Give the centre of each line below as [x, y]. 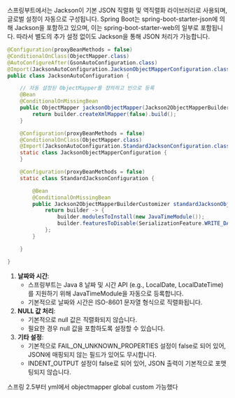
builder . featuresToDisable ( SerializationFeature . [131, 223]
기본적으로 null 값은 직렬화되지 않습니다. [83, 319]
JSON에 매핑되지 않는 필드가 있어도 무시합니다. [92, 354]
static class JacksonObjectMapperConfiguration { [94, 153]
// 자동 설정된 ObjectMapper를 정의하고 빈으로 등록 [87, 88]
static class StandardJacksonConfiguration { [87, 178]
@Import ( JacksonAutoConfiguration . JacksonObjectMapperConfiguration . [111, 69]
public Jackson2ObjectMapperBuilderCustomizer [101, 204]
